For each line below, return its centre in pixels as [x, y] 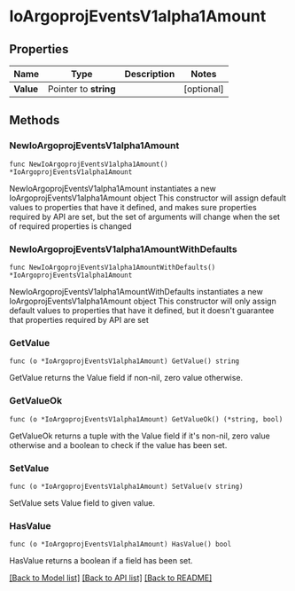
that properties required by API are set [79, 319]
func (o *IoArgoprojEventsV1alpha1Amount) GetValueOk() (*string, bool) [146, 419]
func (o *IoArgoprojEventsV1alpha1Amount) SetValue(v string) [126, 486]
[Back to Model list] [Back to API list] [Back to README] [111, 578]
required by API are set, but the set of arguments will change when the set [145, 217]
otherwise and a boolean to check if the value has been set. [118, 445]
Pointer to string [82, 89]
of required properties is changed [70, 226]
